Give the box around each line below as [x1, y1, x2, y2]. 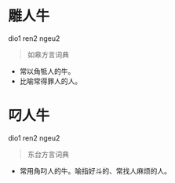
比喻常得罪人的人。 [19, 76, 82, 86]
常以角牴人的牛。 [19, 66, 75, 75]
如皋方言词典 [27, 49, 69, 59]
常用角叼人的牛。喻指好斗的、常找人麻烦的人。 [19, 166, 171, 175]
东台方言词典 [27, 149, 69, 159]
